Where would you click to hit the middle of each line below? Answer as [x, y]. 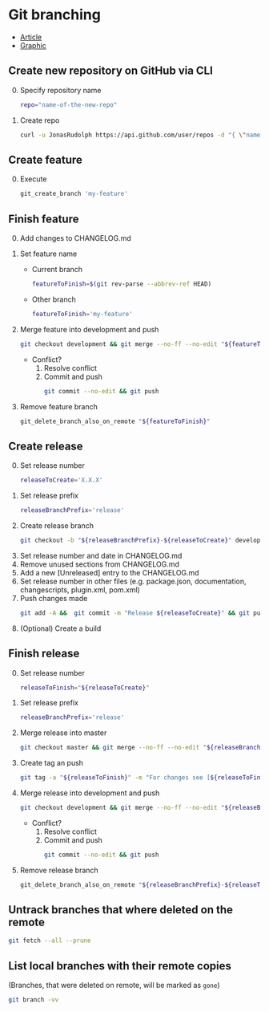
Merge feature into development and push [89, 329]
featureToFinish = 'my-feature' [82, 314]
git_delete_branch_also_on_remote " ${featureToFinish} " [115, 421]
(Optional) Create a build [60, 628]
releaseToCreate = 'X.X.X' [61, 480]
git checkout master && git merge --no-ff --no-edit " [113, 748]
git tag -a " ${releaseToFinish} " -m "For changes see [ [115, 778]
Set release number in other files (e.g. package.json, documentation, [133, 581]
